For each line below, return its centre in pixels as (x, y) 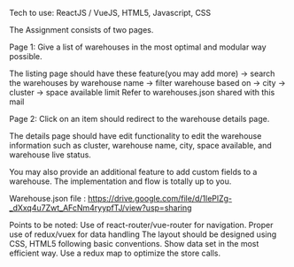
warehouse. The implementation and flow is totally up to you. (120, 181)
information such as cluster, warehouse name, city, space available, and (140, 145)
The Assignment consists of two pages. (81, 30)
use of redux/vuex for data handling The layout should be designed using (143, 234)
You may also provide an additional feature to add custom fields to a (133, 172)
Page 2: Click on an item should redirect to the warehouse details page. (139, 119)
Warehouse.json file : (48, 198)
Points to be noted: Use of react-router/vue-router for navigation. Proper (141, 225)
